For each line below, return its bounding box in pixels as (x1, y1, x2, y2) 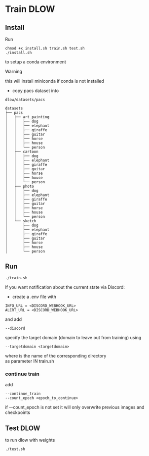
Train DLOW (5, 3, 55, 15)
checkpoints (5, 409, 31, 415)
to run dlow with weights (5, 437, 55, 443)
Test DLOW (5, 424, 40, 432)
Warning (5, 68, 22, 74)
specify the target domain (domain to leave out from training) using (5, 334, 142, 340)
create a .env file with (12, 294, 57, 300)
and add (5, 316, 22, 322)
